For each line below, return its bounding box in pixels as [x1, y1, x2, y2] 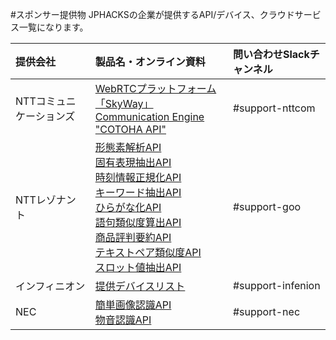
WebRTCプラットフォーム [94, 82, 217, 95]
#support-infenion [232, 279, 321, 292]
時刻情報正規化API [94, 171, 182, 184]
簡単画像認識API [94, 298, 172, 312]
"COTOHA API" [94, 123, 167, 136]
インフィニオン [15, 279, 86, 293]
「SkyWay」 [94, 97, 154, 110]
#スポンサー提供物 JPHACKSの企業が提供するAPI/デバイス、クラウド [10, 9, 295, 20]
